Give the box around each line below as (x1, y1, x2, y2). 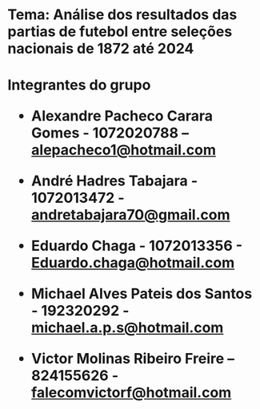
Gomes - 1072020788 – (30, 124, 190, 142)
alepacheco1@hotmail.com (30, 141, 217, 159)
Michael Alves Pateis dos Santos (30, 285, 253, 303)
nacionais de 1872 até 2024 (7, 40, 194, 58)
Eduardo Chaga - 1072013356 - (30, 237, 243, 255)
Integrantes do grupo (7, 76, 151, 94)
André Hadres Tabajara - (30, 172, 198, 190)
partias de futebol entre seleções (7, 22, 233, 41)
